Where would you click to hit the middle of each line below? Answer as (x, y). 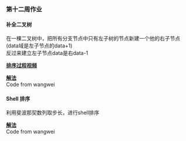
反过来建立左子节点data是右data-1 (47, 53)
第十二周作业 (24, 9)
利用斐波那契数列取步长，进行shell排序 (53, 113)
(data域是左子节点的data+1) (39, 46)
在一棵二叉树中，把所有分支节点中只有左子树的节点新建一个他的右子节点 (93, 39)
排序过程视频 (21, 66)
